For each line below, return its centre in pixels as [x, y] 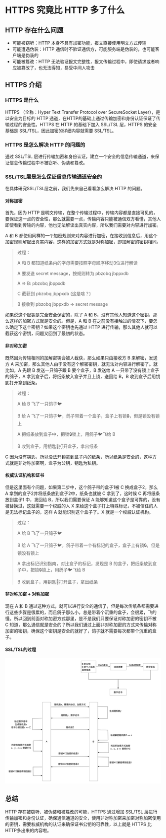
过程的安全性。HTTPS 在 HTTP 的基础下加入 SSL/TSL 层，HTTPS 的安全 [83, 124]
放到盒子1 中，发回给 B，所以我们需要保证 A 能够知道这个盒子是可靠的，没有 [83, 499]
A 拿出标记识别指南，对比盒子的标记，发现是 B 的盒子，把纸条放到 [85, 563]
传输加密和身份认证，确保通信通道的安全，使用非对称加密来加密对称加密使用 [83, 818]
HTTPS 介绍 [23, 85]
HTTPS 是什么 [22, 100]
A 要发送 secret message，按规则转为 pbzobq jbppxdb [73, 274]
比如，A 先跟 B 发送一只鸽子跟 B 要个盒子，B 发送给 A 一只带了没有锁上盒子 [82, 370]
